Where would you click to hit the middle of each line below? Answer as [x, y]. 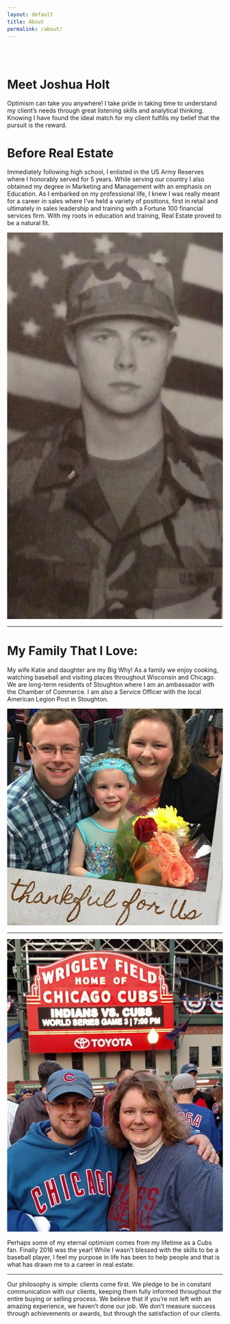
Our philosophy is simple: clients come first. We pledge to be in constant [109, 1284]
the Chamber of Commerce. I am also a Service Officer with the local [104, 692]
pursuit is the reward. [37, 125]
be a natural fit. [28, 223]
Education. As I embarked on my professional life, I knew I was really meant [114, 194]
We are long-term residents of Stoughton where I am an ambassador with [111, 684]
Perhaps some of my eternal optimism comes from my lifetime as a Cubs [110, 1242]
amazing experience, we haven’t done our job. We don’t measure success [111, 1306]
